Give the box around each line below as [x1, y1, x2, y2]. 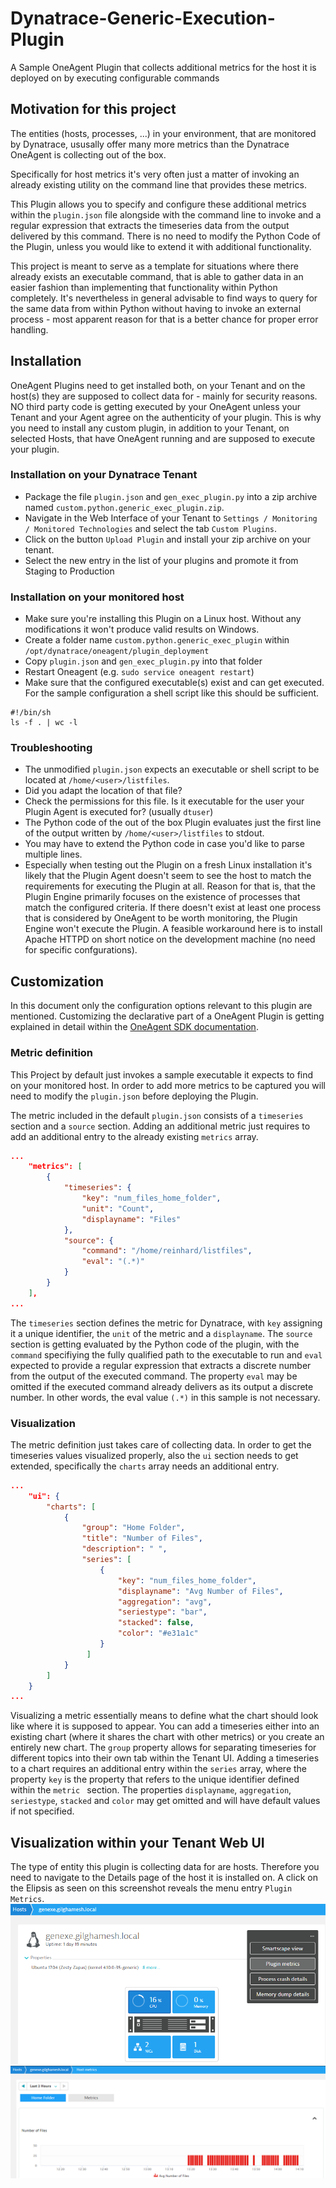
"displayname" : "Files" [81, 1214, 182, 1224]
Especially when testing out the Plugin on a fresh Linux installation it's [24, 859, 313, 871]
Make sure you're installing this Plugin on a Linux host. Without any [24, 613, 302, 625]
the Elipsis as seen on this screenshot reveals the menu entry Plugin [10, 1882, 293, 1894]
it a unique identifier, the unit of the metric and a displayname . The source [10, 1327, 313, 1339]
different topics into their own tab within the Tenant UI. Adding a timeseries [10, 1752, 320, 1764]
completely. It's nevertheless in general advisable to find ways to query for [10, 292, 318, 304]
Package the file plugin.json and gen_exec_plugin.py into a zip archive [24, 490, 318, 502]
